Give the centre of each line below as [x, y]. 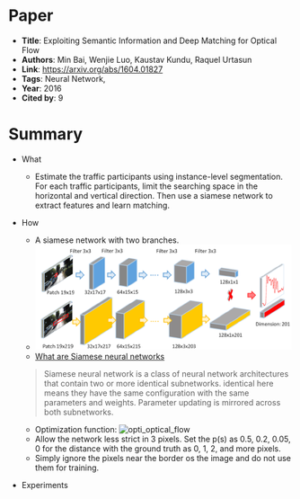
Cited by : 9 [42, 98]
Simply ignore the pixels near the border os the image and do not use [163, 459]
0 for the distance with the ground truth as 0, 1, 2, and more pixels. [158, 449]
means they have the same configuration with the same [146, 393]
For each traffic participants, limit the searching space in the [146, 186]
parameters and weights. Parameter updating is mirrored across [162, 403]
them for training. [67, 468]
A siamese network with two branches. [107, 240]
